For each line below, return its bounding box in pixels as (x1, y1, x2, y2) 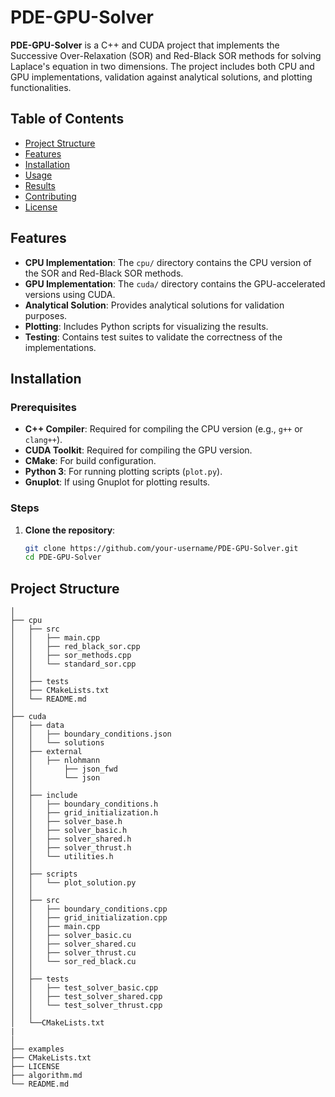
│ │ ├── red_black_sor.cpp (10, 642, 141, 652)
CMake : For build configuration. (24, 455, 157, 467)
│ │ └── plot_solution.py (10, 878, 137, 888)
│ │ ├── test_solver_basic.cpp (10, 983, 159, 993)
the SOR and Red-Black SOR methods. (24, 267, 184, 279)
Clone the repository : (24, 524, 116, 536)
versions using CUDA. (24, 288, 116, 300)
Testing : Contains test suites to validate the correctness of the (24, 331, 283, 343)
